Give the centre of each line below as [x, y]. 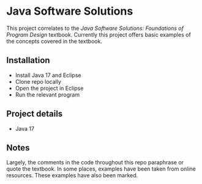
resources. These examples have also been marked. [72, 175]
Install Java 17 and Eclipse [48, 75]
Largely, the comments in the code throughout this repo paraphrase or [95, 163]
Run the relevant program [47, 94]
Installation [28, 60]
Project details [35, 114]
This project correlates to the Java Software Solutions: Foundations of [95, 28]
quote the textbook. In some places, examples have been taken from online [101, 169]
